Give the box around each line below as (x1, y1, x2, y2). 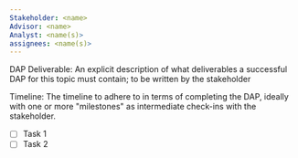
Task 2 (22, 139, 48, 150)
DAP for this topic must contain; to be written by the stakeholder (9, 74, 251, 85)
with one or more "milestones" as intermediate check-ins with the (9, 101, 257, 112)
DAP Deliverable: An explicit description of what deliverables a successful (9, 64, 288, 75)
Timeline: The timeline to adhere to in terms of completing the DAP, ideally (9, 91, 290, 102)
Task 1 (22, 129, 48, 140)
